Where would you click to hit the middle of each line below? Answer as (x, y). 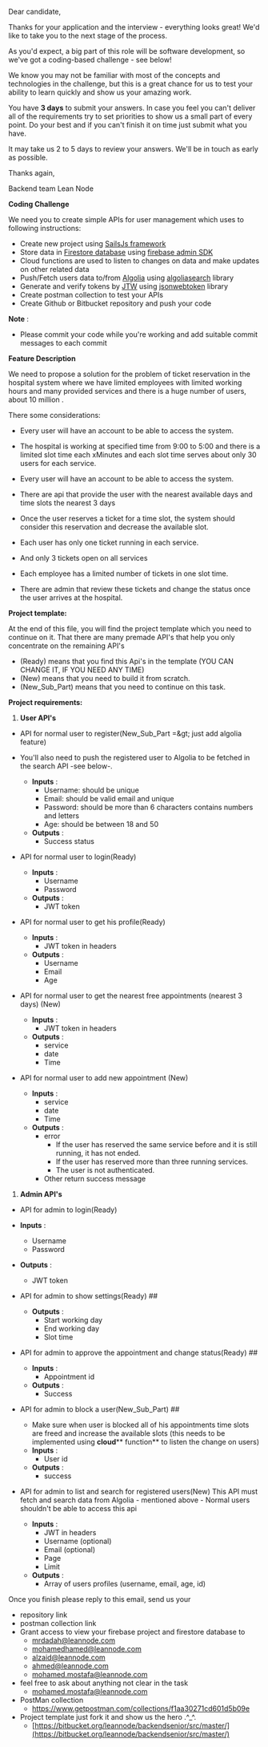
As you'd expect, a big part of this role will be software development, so (127, 51)
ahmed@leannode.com (70, 1666)
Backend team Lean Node (51, 188)
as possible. (28, 157)
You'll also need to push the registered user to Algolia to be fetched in (135, 758)
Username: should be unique (92, 790)
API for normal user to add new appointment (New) (104, 1078)
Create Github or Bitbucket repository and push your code (116, 303)
